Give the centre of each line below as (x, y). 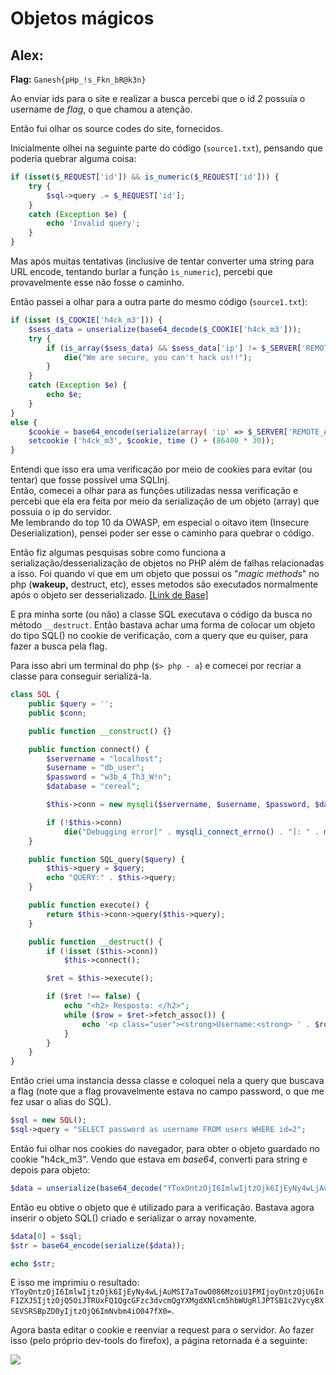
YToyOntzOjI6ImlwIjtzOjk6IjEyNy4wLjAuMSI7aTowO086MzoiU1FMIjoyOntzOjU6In (167, 1292)
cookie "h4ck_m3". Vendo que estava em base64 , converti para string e (159, 1159)
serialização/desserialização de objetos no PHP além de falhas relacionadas (167, 563)
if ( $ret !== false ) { (93, 997)
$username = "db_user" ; (95, 768)
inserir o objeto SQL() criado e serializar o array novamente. (133, 1218)
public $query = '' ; (71, 704)
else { (24, 422)
